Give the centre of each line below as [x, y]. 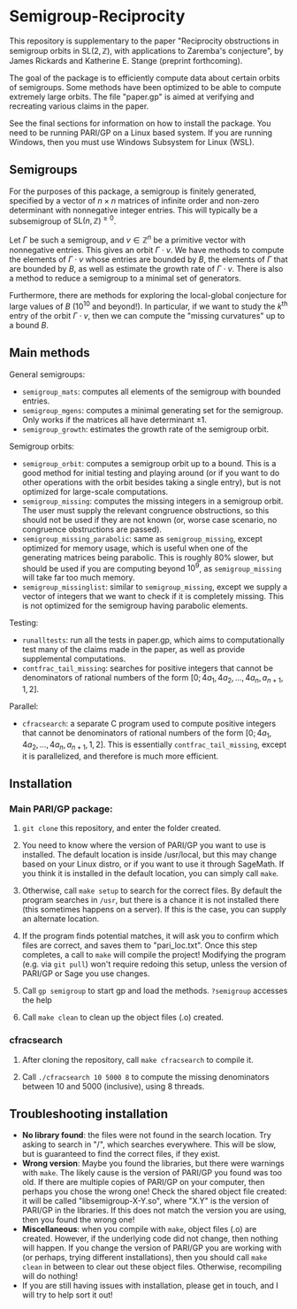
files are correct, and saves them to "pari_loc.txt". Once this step [140, 945]
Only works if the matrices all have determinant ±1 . [114, 420]
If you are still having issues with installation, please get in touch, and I [150, 1286]
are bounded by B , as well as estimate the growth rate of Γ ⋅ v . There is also [146, 269]
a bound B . [29, 325]
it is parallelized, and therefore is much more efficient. [120, 756]
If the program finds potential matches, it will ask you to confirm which [150, 936]
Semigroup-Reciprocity [97, 16]
